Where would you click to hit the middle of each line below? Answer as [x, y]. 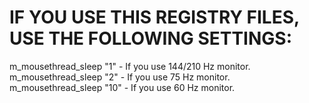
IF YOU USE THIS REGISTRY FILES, [154, 17]
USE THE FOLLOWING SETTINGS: [151, 38]
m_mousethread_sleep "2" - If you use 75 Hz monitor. [120, 77]
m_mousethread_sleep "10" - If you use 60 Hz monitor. [122, 87]
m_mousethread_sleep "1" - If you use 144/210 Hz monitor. [130, 66]
